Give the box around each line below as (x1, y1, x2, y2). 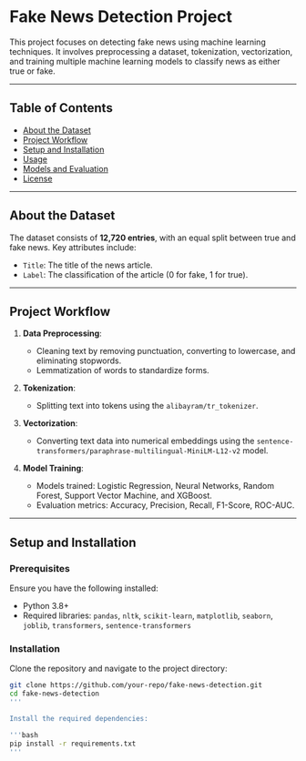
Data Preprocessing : (22, 328, 102, 339)
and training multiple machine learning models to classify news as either (9, 56, 280, 66)
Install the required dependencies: (9, 714, 148, 723)
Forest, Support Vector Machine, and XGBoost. (36, 490, 212, 502)
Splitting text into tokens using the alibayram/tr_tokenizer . (36, 401, 259, 411)
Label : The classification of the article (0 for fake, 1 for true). (22, 269, 249, 279)
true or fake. (9, 66, 56, 76)
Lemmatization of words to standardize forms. (36, 365, 209, 376)
